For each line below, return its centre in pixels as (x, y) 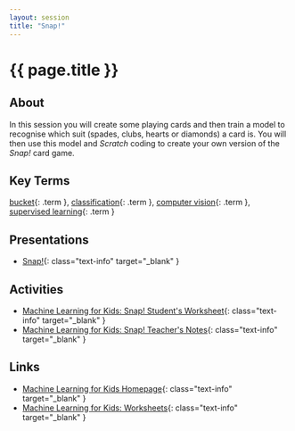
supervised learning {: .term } (62, 211)
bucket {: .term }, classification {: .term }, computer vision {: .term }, (130, 203)
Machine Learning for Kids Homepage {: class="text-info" (127, 388)
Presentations (49, 240)
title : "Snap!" (37, 26)
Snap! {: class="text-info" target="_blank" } (101, 261)
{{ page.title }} (64, 70)
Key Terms (40, 181)
